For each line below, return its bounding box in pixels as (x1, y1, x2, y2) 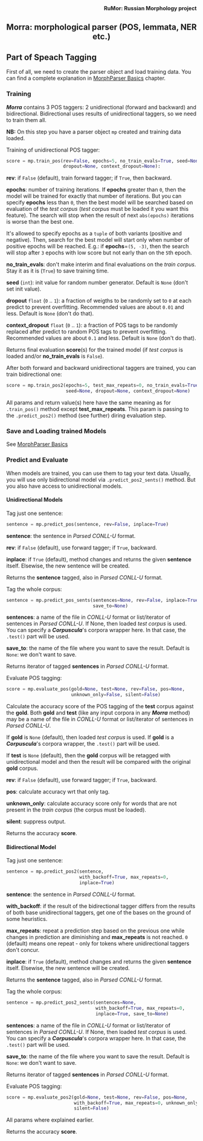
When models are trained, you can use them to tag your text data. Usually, (6, 470, 192, 477)
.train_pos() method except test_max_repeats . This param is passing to (6, 406, 189, 412)
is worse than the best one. (6, 218, 74, 225)
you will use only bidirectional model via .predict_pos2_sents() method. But (6, 476, 196, 483)
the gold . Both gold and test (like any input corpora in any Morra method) (6, 709, 190, 717)
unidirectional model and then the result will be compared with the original (6, 758, 191, 766)
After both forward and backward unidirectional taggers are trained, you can (6, 364, 196, 372)
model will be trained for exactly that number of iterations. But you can (6, 192, 182, 200)
